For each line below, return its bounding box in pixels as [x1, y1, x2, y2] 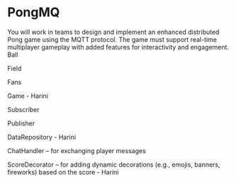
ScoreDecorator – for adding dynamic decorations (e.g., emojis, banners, [7, 160, 221, 169]
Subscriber [7, 105, 40, 113]
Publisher [7, 118, 35, 128]
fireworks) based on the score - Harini [7, 167, 119, 176]
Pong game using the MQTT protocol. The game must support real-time [7, 35, 218, 43]
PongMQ [7, 4, 60, 21]
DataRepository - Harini [7, 133, 77, 141]
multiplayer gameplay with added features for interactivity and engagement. [7, 43, 229, 51]
